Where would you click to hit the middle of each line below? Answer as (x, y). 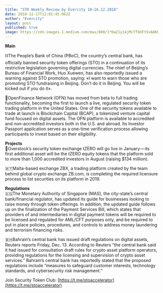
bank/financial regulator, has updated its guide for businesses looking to (77, 199)
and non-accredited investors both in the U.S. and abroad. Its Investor (75, 124)
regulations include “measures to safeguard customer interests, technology (80, 266)
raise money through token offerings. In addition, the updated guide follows (80, 204)
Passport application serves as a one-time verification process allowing (76, 129)
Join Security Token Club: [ (32, 280)
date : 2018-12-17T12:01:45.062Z (38, 14)
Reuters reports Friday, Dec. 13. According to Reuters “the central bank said (81, 245)
